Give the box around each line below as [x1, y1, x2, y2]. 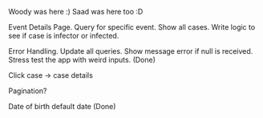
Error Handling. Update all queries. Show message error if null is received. [8, 47, 253, 55]
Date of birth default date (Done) [8, 102, 116, 111]
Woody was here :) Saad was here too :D [8, 7, 144, 16]
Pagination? [8, 86, 47, 96]
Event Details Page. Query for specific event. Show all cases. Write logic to [8, 22, 256, 31]
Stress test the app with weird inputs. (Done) [8, 55, 156, 64]
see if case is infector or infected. [8, 31, 119, 40]
